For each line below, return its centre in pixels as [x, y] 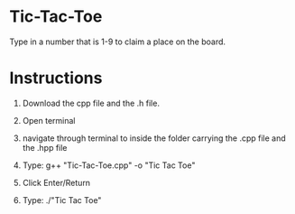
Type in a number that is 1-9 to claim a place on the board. [118, 42]
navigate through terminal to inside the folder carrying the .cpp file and [154, 138]
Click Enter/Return [56, 182]
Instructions [56, 78]
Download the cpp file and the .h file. [91, 103]
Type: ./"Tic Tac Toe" [62, 200]
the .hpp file [45, 147]
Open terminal [49, 120]
